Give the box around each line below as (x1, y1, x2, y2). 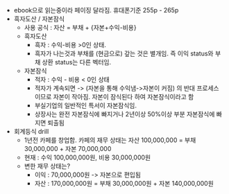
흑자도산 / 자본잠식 (13, 15, 65, 23)
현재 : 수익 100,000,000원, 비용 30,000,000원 (24, 153, 151, 161)
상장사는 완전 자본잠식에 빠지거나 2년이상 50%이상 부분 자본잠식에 (34, 110, 215, 118)
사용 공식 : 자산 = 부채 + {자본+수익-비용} (24, 24, 137, 31)
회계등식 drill (13, 127, 49, 135)
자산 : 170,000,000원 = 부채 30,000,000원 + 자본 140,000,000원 (34, 179, 214, 187)
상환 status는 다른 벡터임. (42, 58, 112, 66)
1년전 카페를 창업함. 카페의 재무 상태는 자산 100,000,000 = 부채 (24, 136, 196, 144)
